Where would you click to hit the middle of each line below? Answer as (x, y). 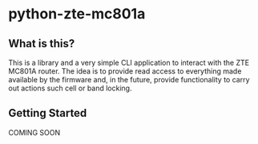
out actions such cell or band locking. (70, 88)
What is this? (42, 44)
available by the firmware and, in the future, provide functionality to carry (129, 80)
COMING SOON (34, 132)
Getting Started (48, 113)
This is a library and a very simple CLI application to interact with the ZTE (129, 62)
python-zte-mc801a (77, 14)
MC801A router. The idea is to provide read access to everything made (125, 71)
